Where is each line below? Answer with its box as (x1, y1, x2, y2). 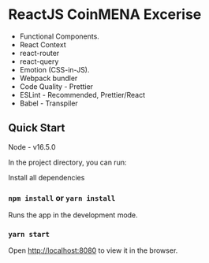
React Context (19, 39, 66, 49)
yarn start (8, 230, 50, 239)
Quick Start (8, 121, 65, 135)
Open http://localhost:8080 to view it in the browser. (8, 246, 178, 255)
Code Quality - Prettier (19, 81, 93, 91)
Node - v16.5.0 (8, 142, 57, 151)
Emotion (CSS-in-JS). (19, 65, 90, 74)
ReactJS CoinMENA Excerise (8, 6, 202, 24)
